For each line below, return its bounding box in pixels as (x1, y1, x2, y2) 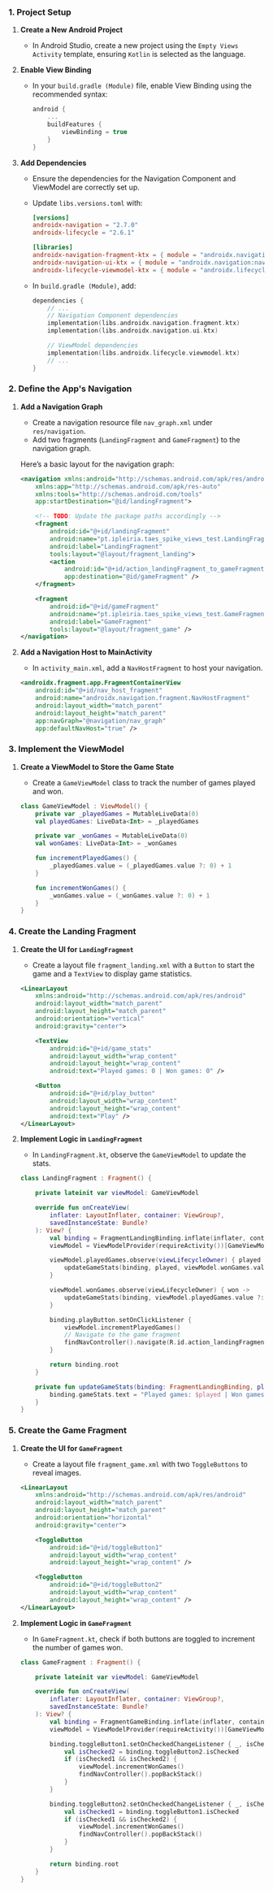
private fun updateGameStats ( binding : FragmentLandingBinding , (35, 1383, 254, 1391)
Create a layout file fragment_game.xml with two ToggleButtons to (32, 1458, 248, 1469)
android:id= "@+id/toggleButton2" (50, 1580, 163, 1589)
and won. (32, 786, 64, 796)
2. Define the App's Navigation (8, 383, 132, 394)
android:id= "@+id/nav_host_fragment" (35, 686, 162, 695)
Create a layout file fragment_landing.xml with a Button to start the (32, 960, 255, 970)
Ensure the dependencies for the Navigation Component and (32, 173, 236, 183)
